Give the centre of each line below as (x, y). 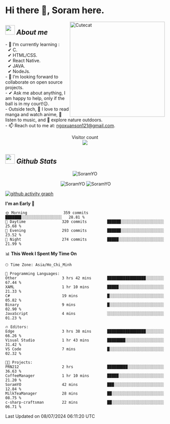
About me (32, 32)
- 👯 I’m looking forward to (32, 77)
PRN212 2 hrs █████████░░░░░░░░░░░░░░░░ (85, 367)
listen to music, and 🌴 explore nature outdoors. (54, 120)
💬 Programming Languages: (32, 274)
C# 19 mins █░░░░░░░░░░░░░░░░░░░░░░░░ (85, 296)
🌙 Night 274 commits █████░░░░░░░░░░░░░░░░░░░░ (85, 240)
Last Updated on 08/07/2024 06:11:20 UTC (50, 416)
